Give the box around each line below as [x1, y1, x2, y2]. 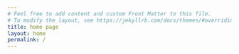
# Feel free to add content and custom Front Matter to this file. [7, 10, 212, 18]
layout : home [7, 29, 46, 37]
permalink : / [7, 36, 46, 43]
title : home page [7, 23, 59, 30]
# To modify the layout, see [7, 17, 94, 24]
